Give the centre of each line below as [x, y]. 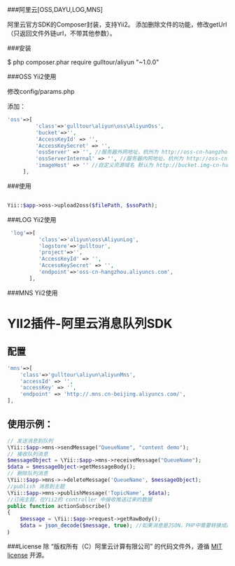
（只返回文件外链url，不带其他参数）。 [62, 33]
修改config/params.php [41, 91]
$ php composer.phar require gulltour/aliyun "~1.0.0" [83, 62]
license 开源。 [28, 555]
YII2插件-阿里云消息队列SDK [90, 323]
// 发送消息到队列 [30, 441]
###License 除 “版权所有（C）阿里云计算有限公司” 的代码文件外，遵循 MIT [115, 546]
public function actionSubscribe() [59, 506]
